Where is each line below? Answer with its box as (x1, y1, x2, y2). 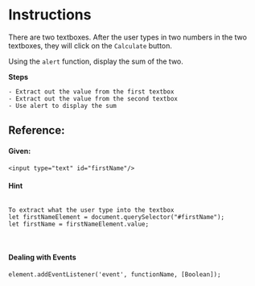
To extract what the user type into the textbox (8, 205, 175, 214)
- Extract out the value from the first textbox (8, 87, 175, 96)
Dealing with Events (8, 252, 76, 263)
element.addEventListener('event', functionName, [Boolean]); (8, 270, 221, 279)
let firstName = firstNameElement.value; (8, 220, 150, 228)
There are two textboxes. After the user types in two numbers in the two (8, 32, 248, 42)
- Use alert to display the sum (8, 102, 117, 110)
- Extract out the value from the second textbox (8, 94, 179, 102)
